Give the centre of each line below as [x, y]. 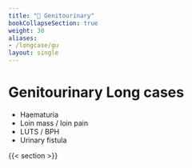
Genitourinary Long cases [96, 92]
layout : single [34, 53]
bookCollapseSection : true [53, 23]
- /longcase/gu [34, 46]
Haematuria [39, 114]
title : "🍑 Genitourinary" [51, 16]
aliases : [23, 38]
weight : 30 [26, 30]
